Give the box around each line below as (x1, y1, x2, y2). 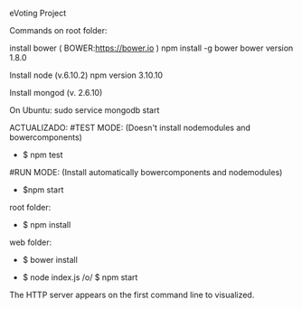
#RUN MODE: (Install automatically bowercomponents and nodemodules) (9, 167, 283, 177)
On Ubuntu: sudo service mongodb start (9, 105, 160, 116)
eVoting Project (9, 8, 67, 18)
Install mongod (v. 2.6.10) (9, 88, 103, 98)
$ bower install (22, 255, 79, 265)
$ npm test (22, 149, 63, 160)
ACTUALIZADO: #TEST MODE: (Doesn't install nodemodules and (9, 122, 251, 133)
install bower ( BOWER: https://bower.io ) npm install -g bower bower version (9, 42, 294, 53)
